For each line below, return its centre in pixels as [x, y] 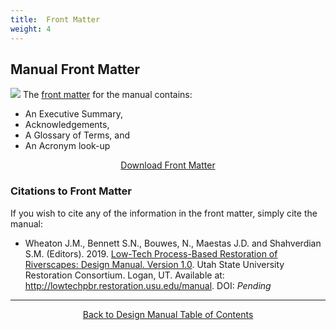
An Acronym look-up [67, 146]
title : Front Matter [55, 19]
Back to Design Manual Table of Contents [168, 314]
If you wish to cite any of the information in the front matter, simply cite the [164, 213]
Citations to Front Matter [71, 191]
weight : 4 [31, 29]
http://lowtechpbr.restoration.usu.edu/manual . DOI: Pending [148, 285]
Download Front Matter [168, 165]
